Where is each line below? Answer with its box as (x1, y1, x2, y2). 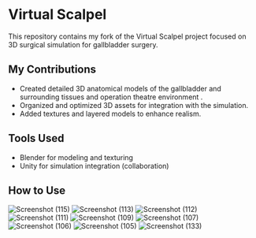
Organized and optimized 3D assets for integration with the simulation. (19, 100, 249, 110)
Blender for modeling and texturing (19, 152, 134, 162)
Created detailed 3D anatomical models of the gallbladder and (19, 84, 222, 93)
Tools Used (8, 132, 65, 145)
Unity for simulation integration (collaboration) (19, 161, 169, 170)
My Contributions (8, 63, 97, 76)
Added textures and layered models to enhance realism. (19, 109, 202, 118)
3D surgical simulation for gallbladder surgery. (8, 39, 159, 49)
